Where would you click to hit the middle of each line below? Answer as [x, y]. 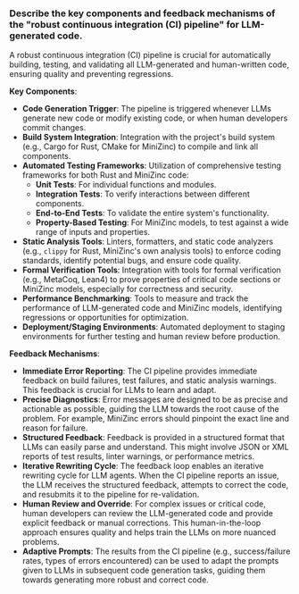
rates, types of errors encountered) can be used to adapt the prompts [150, 561]
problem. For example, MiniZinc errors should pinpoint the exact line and [156, 419]
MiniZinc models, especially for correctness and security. [128, 289]
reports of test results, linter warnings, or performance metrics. [138, 456]
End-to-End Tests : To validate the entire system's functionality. [152, 213]
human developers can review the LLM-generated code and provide [148, 514]
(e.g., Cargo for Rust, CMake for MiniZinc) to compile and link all [140, 146]
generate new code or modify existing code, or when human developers [155, 118]
